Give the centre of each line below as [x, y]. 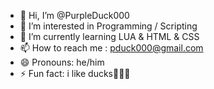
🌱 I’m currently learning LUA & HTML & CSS [109, 36]
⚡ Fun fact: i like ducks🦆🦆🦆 [75, 73]
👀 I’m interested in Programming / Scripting [108, 26]
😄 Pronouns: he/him [62, 62]
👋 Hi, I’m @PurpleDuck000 [74, 15]
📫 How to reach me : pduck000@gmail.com [111, 48]
